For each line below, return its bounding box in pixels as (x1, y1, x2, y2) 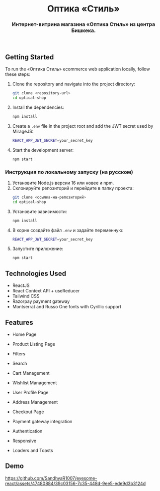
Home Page (12, 331, 37, 337)
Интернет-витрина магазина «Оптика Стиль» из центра (11, 21, 156, 28)
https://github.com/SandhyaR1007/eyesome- (5, 475, 97, 481)
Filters (12, 350, 26, 357)
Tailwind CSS (12, 293, 40, 299)
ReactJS (12, 282, 30, 288)
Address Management (12, 399, 58, 405)
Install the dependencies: (12, 104, 65, 110)
